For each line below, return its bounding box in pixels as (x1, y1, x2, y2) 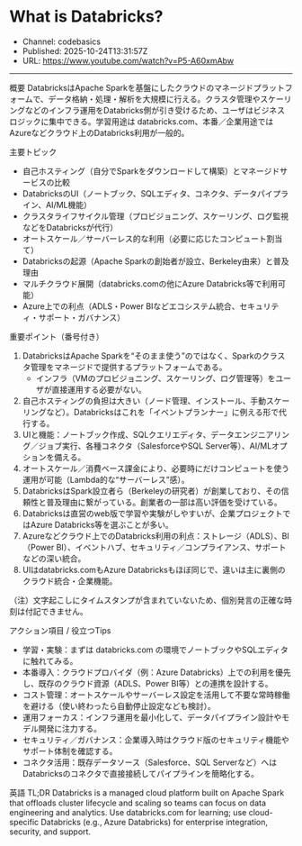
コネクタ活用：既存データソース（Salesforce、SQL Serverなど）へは (22, 757, 277, 768)
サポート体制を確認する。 (22, 745, 118, 756)
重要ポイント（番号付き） (9, 331, 104, 341)
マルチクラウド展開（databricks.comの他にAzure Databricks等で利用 (22, 277, 279, 289)
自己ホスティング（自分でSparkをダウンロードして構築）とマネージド (22, 165, 280, 177)
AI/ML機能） (45, 199, 92, 210)
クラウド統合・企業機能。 (22, 575, 118, 587)
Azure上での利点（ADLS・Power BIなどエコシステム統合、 (22, 300, 240, 312)
